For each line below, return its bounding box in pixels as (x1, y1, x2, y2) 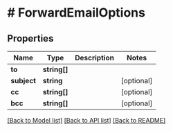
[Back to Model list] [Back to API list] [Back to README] (7, 116, 166, 124)
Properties (7, 33, 54, 44)
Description (75, 53, 114, 62)
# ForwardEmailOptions (7, 5, 145, 21)
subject (10, 76, 37, 85)
